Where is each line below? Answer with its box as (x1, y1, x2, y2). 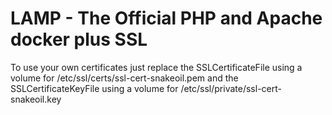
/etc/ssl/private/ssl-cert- (180, 82, 282, 94)
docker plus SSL (10, 28, 148, 51)
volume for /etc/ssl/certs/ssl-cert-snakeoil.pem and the (10, 72, 239, 84)
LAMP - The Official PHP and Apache (10, 7, 323, 30)
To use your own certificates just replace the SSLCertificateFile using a (10, 61, 303, 73)
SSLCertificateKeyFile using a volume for (10, 82, 179, 94)
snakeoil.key (10, 93, 62, 105)
